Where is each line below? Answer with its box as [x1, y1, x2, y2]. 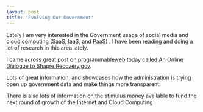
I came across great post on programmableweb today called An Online [6, 56, 184, 63]
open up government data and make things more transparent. [6, 80, 161, 88]
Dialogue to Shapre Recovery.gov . [6, 62, 92, 70]
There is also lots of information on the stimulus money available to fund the [6, 92, 197, 99]
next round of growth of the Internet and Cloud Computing [6, 98, 154, 106]
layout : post [6, 8, 40, 15]
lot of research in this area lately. [6, 44, 88, 51]
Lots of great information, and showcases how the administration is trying [6, 74, 191, 81]
